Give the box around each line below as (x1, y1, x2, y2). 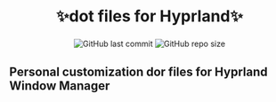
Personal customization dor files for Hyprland (9, 64, 268, 79)
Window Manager (9, 78, 110, 93)
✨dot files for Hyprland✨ (56, 6, 243, 27)
